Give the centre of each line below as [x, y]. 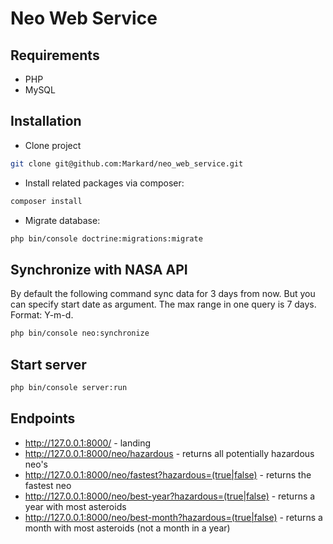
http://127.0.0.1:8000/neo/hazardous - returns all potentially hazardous [169, 453]
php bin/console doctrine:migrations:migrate [106, 238]
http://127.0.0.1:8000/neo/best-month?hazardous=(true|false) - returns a [173, 517]
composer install [46, 201]
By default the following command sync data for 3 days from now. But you [163, 294]
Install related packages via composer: [104, 183]
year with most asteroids [75, 506]
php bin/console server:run [69, 387]
